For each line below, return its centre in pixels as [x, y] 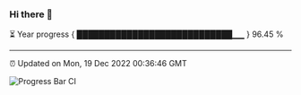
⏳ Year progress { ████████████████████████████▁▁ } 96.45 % [146, 34]
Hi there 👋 [31, 14]
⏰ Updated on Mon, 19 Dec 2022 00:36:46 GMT [99, 64]
